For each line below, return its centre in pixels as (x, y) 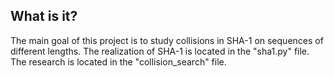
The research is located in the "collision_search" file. (118, 61)
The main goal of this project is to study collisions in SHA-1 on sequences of (167, 40)
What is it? (44, 16)
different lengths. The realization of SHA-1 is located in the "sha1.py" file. (160, 51)
